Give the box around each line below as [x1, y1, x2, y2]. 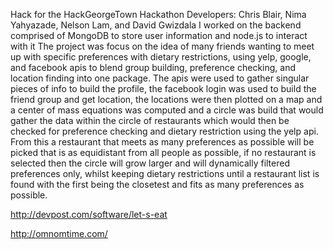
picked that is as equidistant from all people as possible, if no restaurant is [10, 147, 317, 158]
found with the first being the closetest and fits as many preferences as [10, 179, 305, 190]
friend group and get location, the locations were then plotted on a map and [10, 94, 323, 105]
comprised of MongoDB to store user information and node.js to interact [10, 30, 308, 41]
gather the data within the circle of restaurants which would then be [10, 115, 290, 126]
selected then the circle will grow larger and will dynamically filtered [10, 157, 290, 169]
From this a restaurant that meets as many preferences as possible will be [10, 136, 315, 148]
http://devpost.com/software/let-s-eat [10, 209, 168, 220]
